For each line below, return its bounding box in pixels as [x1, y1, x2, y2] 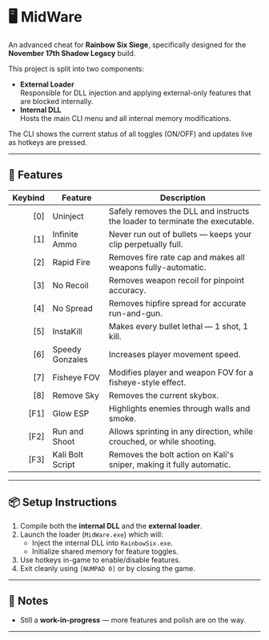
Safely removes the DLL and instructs [108, 205, 250, 216]
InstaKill [52, 325, 82, 336]
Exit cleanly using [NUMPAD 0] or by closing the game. [19, 563, 196, 573]
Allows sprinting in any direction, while [108, 425, 254, 437]
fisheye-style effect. [108, 376, 187, 388]
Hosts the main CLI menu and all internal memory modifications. [19, 113, 232, 123]
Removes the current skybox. [108, 389, 219, 401]
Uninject [52, 211, 84, 222]
